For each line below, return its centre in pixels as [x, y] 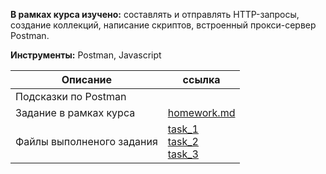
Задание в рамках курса [75, 112]
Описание [87, 79]
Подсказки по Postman [71, 96]
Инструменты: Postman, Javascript [86, 55]
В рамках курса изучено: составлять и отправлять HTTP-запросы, [155, 14]
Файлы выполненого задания [86, 141]
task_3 [183, 154]
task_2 [183, 141]
